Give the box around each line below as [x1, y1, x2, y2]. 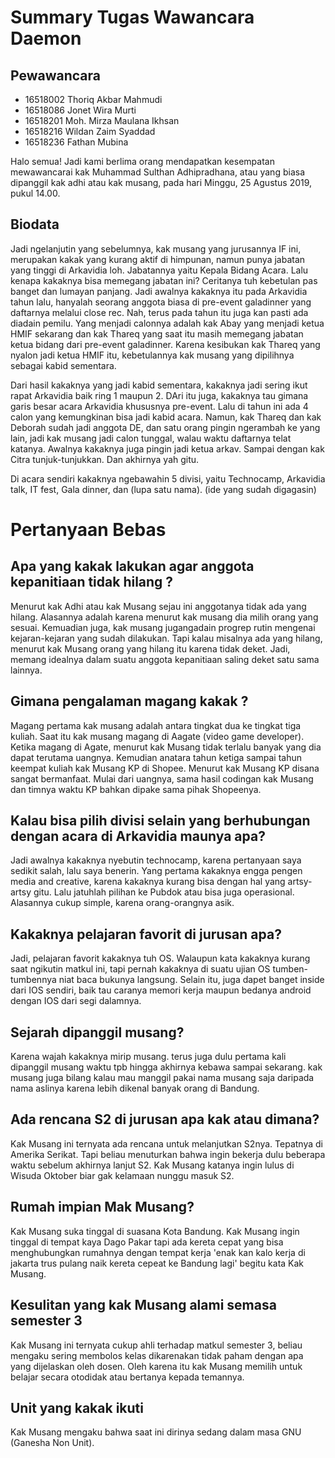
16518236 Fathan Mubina [24, 136, 129, 148]
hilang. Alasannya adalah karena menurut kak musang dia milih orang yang [10, 611, 319, 623]
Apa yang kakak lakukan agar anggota [10, 558, 255, 575]
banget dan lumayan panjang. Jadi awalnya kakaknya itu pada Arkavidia [10, 285, 308, 297]
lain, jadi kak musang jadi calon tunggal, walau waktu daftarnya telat [10, 432, 292, 444]
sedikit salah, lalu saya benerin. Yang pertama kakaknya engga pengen [10, 865, 303, 877]
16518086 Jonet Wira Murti [24, 104, 137, 116]
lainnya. [10, 664, 43, 676]
